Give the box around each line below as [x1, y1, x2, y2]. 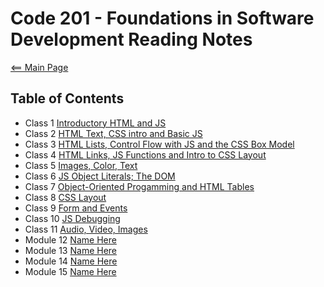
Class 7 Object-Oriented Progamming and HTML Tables [24, 180, 255, 192]
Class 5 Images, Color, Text [24, 159, 138, 171]
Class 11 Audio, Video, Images [24, 223, 148, 235]
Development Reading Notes [10, 28, 253, 51]
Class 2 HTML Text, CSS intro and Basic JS [24, 127, 203, 139]
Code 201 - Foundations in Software [10, 7, 315, 30]
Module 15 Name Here [24, 265, 117, 277]
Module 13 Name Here [24, 244, 118, 256]
